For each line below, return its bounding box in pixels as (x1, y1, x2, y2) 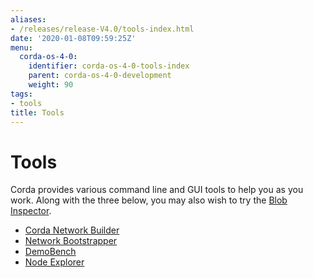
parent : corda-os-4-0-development (28, 71, 172, 81)
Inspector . (10, 205, 52, 217)
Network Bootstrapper (24, 235, 118, 247)
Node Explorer (24, 256, 85, 268)
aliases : (10, 14, 47, 25)
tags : (10, 89, 33, 99)
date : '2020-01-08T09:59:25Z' (10, 33, 137, 43)
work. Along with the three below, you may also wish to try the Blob (10, 194, 288, 206)
